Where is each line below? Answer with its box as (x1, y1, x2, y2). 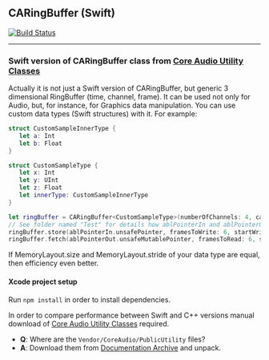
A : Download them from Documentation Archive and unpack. (19, 342, 222, 352)
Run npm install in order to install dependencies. (8, 294, 171, 304)
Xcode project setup (8, 277, 78, 286)
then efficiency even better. (8, 258, 99, 268)
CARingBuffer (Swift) (8, 6, 116, 20)
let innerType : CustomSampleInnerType (18, 192, 149, 200)
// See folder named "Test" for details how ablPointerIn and (8, 220, 220, 229)
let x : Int (18, 168, 56, 177)
